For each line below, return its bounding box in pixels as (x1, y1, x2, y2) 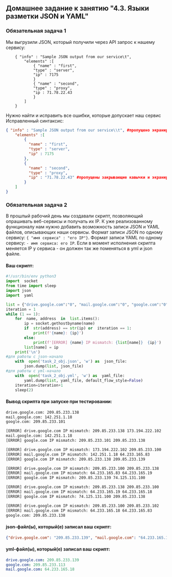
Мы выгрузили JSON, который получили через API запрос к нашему (6, 39, 155, 45)
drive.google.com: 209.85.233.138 (6, 410, 80, 415)
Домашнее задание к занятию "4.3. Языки (6, 4, 150, 13)
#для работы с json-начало (6, 354, 63, 359)
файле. (6, 251, 21, 257)
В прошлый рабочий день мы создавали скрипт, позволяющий (6, 213, 143, 219)
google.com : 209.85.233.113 (6, 562, 66, 567)
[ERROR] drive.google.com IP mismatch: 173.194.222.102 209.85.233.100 (6, 447, 161, 452)
